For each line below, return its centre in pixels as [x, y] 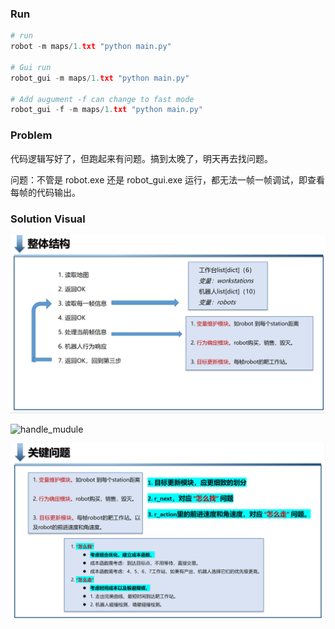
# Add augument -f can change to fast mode [102, 99]
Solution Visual [48, 219]
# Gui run [31, 67]
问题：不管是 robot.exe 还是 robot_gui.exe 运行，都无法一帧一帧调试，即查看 [168, 179]
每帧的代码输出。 [45, 192]
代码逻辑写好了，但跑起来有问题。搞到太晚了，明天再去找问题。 [141, 158]
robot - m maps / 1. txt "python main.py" [91, 47]
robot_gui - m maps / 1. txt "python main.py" [100, 78]
